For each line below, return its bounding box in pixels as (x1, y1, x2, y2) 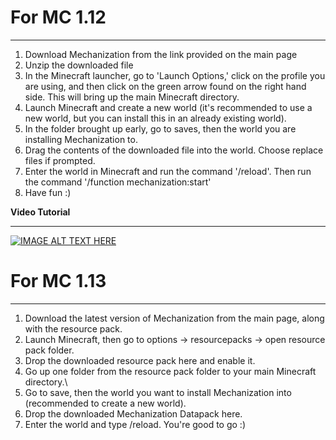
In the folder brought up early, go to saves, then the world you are (24, 122, 297, 135)
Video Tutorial (10, 206, 71, 218)
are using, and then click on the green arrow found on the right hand (24, 80, 307, 92)
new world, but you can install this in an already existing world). (24, 112, 287, 124)
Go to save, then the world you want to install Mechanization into (24, 386, 292, 398)
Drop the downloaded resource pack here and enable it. (24, 354, 256, 366)
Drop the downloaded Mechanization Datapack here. (24, 407, 243, 420)
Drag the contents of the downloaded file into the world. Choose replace (24, 144, 324, 156)
